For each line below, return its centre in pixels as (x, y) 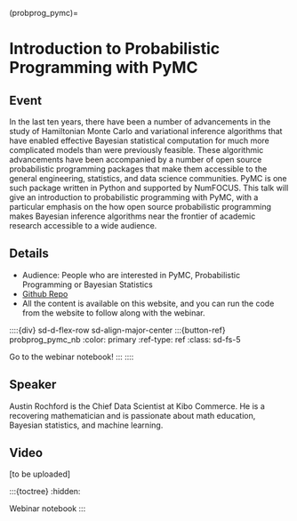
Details (29, 254)
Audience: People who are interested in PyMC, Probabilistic (131, 275)
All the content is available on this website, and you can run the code (148, 303)
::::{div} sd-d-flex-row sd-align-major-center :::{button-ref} (117, 330)
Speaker (33, 385)
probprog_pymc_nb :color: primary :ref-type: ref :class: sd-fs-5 (125, 339)
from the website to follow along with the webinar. (114, 313)
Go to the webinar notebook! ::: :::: (72, 357)
